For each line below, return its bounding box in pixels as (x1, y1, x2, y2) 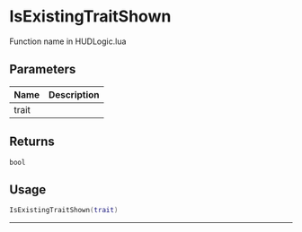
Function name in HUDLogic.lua (9, 36, 127, 47)
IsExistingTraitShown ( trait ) (9, 206, 119, 215)
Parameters (9, 62, 76, 77)
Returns (9, 134, 56, 150)
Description (48, 88, 101, 100)
